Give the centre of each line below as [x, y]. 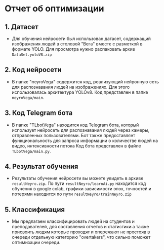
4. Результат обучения [41, 166]
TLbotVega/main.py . [31, 151]
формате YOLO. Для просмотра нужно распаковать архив [73, 49]
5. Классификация [35, 209]
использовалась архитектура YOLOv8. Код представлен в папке [80, 92]
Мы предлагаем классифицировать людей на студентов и [73, 221]
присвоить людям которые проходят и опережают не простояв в [81, 232]
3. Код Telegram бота [39, 113]
